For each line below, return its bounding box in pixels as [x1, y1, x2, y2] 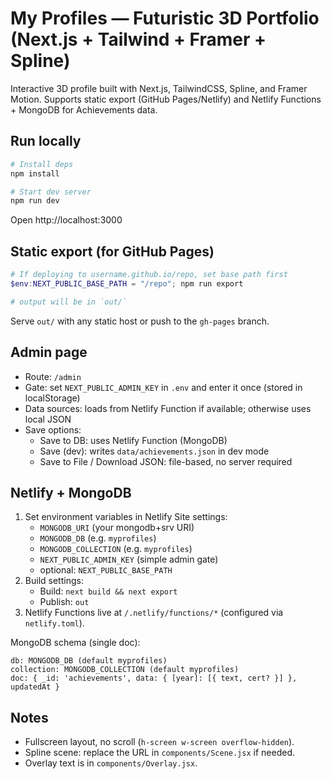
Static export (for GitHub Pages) [10, 243, 215, 260]
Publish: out [39, 596, 90, 608]
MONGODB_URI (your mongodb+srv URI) [39, 522, 195, 534]
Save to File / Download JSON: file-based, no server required [39, 455, 293, 467]
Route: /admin [24, 370, 82, 382]
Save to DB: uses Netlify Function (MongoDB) [39, 434, 228, 446]
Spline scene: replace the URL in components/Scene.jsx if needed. [24, 747, 295, 759]
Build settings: [24, 575, 84, 587]
